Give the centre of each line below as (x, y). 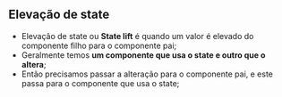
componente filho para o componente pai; (99, 45)
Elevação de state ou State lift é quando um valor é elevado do (137, 36)
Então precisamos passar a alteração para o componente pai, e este (147, 74)
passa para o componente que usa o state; (100, 83)
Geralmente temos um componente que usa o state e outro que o (143, 55)
